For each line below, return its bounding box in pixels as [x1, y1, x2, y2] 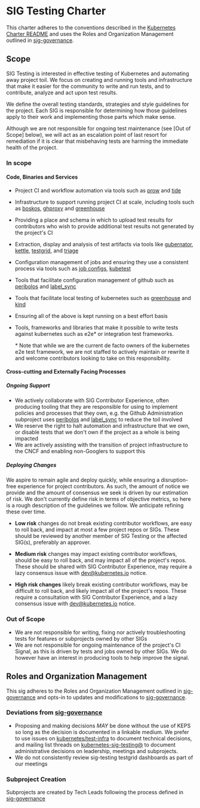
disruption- [161, 476, 189, 483]
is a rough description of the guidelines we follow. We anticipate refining [6, 502, 184, 509]
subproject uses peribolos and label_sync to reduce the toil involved [14, 416, 183, 423]
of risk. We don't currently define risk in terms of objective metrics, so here [6, 495, 191, 503]
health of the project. [6, 143, 58, 151]
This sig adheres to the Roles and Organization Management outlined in [6, 687, 182, 694]
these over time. [6, 508, 47, 515]
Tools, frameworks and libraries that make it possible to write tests [14, 324, 179, 331]
